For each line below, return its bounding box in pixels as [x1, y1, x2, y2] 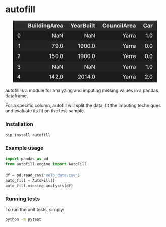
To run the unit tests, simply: [5, 206, 65, 212]
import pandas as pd [5, 156, 49, 162]
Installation [5, 120, 34, 127]
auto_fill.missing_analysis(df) [5, 183, 73, 188]
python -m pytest [5, 217, 42, 222]
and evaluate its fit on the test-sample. [5, 107, 85, 114]
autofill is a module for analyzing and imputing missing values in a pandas [5, 87, 158, 93]
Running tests [5, 195, 40, 202]
